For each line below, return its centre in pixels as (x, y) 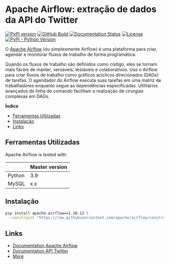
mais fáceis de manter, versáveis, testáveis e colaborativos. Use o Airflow (81, 70)
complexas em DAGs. (27, 96)
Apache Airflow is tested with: (36, 154)
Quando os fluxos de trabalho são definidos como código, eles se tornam (81, 64)
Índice (12, 106)
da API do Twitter (42, 20)
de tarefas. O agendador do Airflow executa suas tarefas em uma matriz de (83, 80)
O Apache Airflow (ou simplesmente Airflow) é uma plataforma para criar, (81, 49)
